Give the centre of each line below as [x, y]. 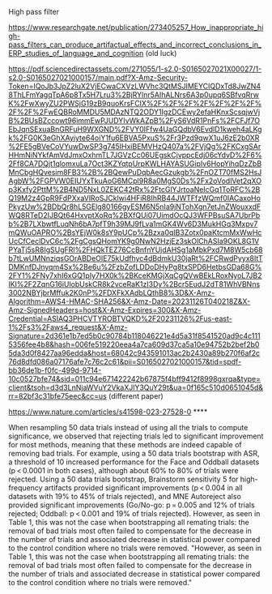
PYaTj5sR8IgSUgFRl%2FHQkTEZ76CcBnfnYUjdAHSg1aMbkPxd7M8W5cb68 [136, 250]
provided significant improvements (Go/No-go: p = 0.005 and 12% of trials [132, 505]
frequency [25, 488]
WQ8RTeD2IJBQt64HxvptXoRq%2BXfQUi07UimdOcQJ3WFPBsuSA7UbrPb [134, 215]
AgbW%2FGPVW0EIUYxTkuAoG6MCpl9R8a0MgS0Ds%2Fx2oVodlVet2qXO [135, 181]
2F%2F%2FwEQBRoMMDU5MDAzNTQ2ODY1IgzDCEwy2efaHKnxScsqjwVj [134, 112]
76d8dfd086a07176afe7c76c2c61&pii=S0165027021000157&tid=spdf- [125, 361]
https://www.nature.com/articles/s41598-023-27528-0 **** [108, 412]
